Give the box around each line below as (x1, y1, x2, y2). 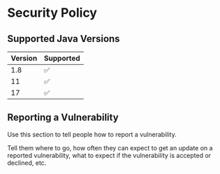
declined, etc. (7, 159, 47, 167)
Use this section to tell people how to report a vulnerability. (7, 130, 177, 138)
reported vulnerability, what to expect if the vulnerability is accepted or (7, 151, 212, 159)
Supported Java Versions (7, 33, 120, 45)
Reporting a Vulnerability (7, 112, 119, 124)
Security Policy (7, 5, 98, 21)
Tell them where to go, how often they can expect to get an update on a (7, 143, 213, 152)
